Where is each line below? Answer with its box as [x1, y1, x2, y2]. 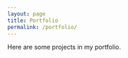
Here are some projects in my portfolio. [7, 43, 122, 52]
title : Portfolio [7, 17, 59, 24]
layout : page [7, 10, 46, 18]
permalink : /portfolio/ [7, 23, 78, 30]
